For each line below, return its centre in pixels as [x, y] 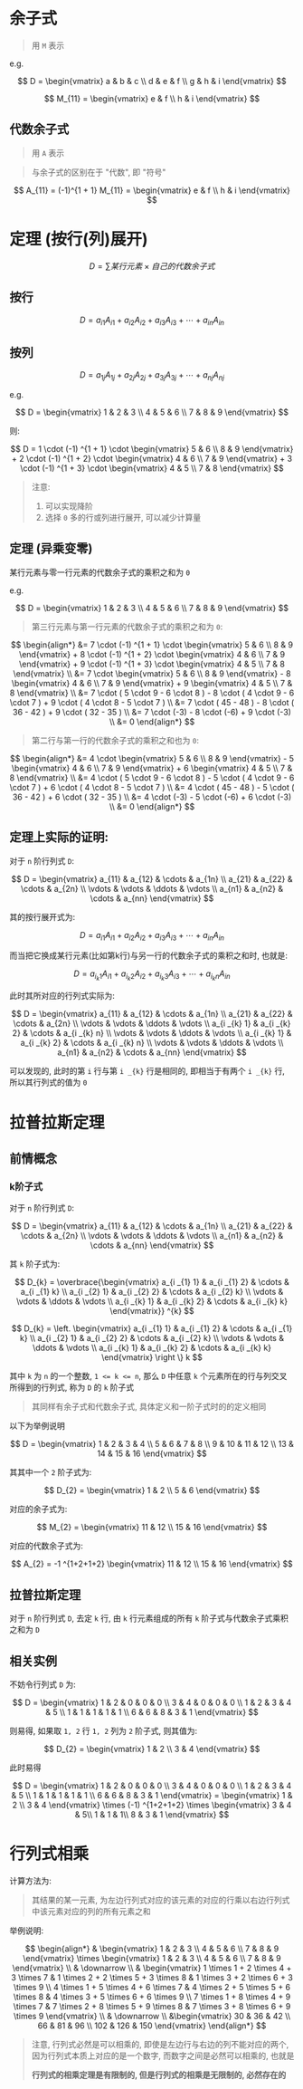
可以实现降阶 [69, 506]
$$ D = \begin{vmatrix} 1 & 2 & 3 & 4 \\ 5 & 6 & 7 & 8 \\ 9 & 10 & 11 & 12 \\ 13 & [152, 1444]
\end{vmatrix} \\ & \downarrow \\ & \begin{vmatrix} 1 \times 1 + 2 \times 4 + [152, 1968]
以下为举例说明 [37, 1426]
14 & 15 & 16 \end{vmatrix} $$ [152, 1453]
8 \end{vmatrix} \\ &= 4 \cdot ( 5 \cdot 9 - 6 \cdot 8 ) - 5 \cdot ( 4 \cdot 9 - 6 [152, 777]
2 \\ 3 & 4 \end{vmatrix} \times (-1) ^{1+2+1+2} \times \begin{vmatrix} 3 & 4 [152, 1805]
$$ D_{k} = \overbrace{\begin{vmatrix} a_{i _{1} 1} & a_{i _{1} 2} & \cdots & [152, 1282]
